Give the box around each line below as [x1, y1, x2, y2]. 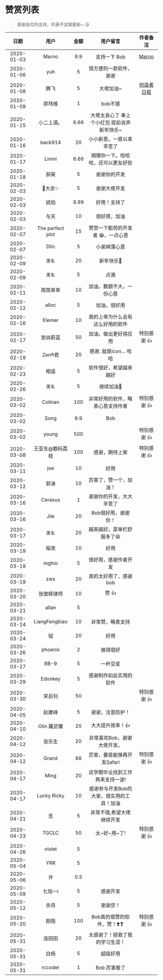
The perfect [37, 225, 65, 231]
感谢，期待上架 [93, 449, 128, 456]
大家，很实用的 [91, 792, 125, 799]
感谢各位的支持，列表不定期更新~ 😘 [16, 21, 90, 27]
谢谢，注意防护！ [91, 709, 130, 716]
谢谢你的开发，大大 [88, 493, 132, 500]
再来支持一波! [95, 776, 126, 783]
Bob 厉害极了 [95, 964, 126, 971]
